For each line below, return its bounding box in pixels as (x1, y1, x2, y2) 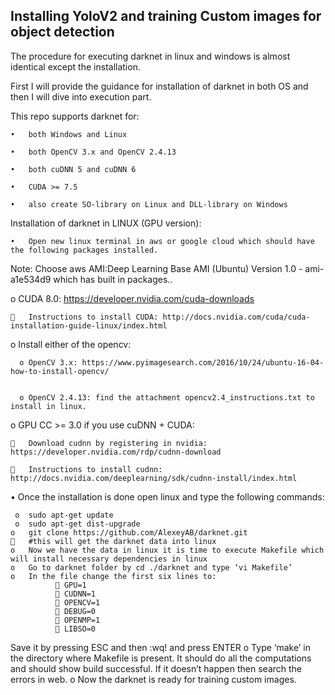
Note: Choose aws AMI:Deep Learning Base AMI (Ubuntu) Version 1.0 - (10, 262, 303, 274)
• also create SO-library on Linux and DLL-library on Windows (10, 199, 288, 209)
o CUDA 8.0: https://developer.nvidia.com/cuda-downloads (10, 292, 255, 304)
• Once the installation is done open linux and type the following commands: (10, 490, 325, 503)
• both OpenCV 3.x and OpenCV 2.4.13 (10, 147, 177, 157)
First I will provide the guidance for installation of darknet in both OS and (10, 80, 309, 92)
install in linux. (10, 401, 87, 411)
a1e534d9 (10, 273, 52, 285)
